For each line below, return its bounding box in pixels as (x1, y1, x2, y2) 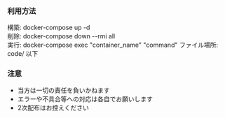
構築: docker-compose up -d (7, 23, 90, 32)
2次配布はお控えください (17, 103, 89, 112)
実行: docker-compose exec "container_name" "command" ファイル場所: (7, 40, 219, 50)
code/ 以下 (7, 50, 39, 58)
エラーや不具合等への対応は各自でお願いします (17, 94, 153, 103)
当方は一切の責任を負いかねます (17, 86, 110, 94)
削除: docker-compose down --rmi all (7, 32, 116, 40)
